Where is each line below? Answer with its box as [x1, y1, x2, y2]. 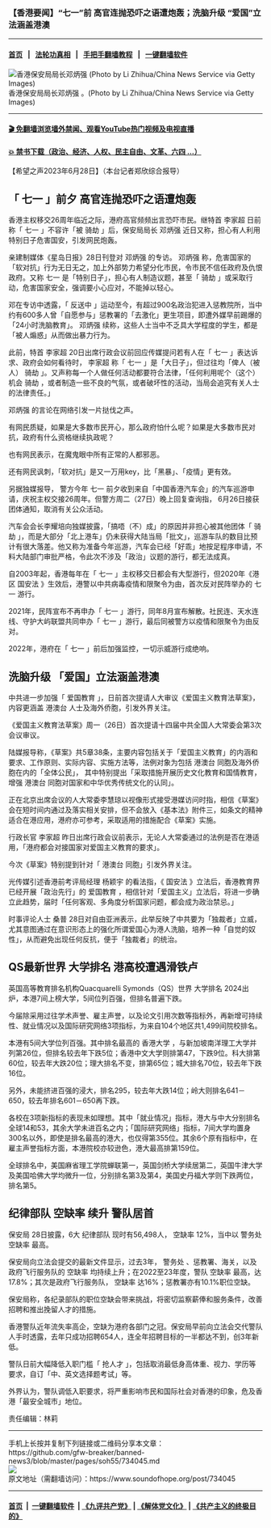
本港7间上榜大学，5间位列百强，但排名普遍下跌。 [22, 993, 187, 1003]
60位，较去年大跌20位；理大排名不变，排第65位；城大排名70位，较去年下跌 [8, 1058, 262, 1068]
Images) [8, 97, 36, 107]
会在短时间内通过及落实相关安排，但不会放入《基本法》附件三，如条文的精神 [8, 805, 263, 815]
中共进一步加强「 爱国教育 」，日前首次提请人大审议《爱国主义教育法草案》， [8, 692, 260, 702]
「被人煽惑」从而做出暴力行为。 [8, 330, 115, 341]
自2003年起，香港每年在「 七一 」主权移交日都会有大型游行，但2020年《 [8, 569, 252, 579]
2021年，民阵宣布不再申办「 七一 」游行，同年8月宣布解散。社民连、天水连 [8, 607, 260, 616]
